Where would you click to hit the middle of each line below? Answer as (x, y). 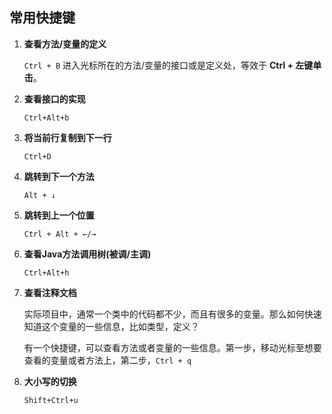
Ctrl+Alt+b (46, 118)
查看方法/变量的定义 (65, 44)
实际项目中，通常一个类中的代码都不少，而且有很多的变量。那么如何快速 (172, 314)
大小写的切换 (50, 381)
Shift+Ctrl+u (51, 400)
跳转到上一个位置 (59, 215)
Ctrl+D (37, 156)
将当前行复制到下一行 (67, 137)
